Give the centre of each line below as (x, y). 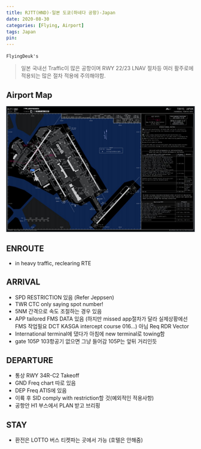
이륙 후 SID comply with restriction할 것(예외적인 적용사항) (84, 398)
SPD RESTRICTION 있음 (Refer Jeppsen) (65, 297)
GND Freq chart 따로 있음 (45, 383)
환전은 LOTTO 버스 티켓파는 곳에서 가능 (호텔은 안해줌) (79, 440)
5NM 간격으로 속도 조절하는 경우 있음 (58, 311)
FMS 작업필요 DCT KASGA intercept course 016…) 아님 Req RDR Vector (102, 326)
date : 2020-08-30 (28, 19)
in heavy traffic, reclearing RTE (53, 263)
